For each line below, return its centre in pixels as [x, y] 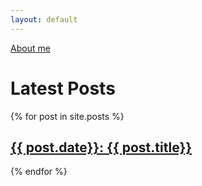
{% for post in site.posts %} [67, 116]
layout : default [44, 19]
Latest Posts [63, 88]
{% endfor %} [39, 172]
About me [30, 48]
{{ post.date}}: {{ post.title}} [101, 147]
